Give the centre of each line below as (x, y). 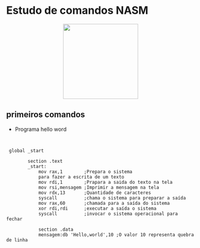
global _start (26, 151)
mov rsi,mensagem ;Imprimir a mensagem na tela (99, 187)
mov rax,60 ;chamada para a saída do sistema (104, 203)
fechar (14, 219)
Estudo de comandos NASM (77, 11)
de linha (17, 240)
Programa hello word (41, 129)
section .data (56, 229)
